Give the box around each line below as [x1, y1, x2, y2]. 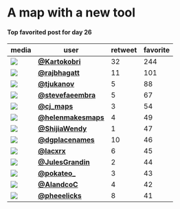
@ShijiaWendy [37, 124, 87, 133]
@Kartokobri [37, 57, 81, 67]
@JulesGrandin [37, 157, 91, 167]
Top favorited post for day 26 [7, 27, 92, 36]
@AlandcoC [37, 180, 78, 190]
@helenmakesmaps [37, 113, 104, 122]
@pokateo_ [37, 168, 76, 178]
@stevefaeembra [37, 91, 96, 100]
